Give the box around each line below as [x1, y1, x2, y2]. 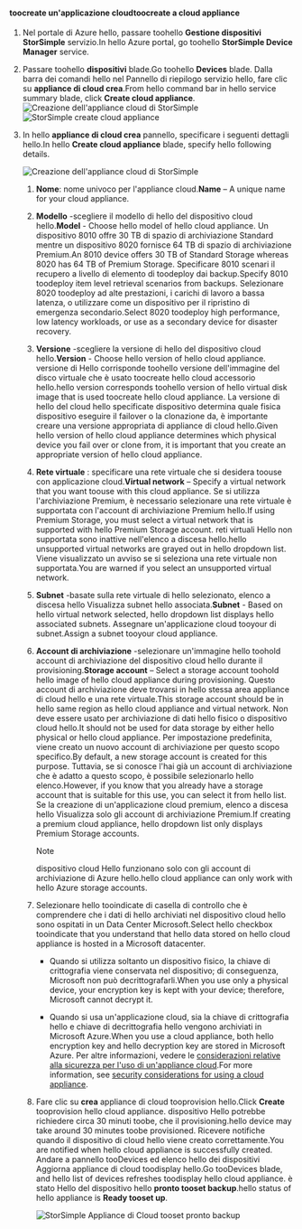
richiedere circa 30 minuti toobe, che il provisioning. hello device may [35, 1116, 292, 1127]
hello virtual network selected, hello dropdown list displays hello [35, 609, 275, 620]
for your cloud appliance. [35, 193, 130, 204]
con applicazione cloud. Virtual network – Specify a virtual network [35, 476, 287, 487]
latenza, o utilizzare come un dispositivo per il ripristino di [35, 297, 251, 308]
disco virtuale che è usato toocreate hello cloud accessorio [35, 372, 256, 383]
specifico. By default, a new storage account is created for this [35, 751, 268, 763]
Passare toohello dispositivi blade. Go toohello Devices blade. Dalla [22, 64, 273, 75]
